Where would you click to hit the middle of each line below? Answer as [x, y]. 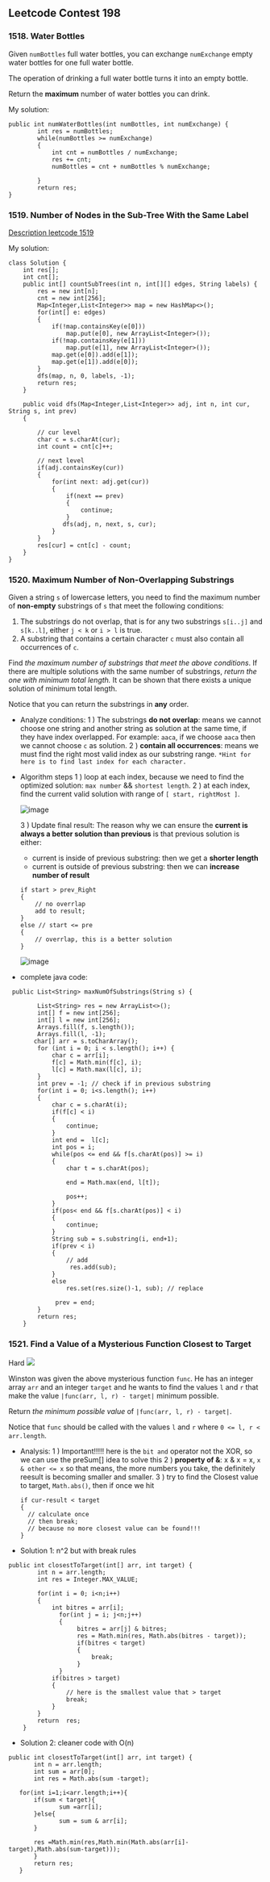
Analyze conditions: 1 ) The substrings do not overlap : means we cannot [141, 720]
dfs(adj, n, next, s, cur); [110, 524]
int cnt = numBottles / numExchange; [115, 153]
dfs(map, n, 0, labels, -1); [86, 376]
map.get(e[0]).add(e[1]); [95, 354]
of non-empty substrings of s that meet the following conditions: [116, 606]
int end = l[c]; [81, 1140]
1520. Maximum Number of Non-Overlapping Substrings [121, 579]
